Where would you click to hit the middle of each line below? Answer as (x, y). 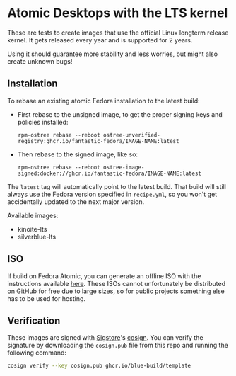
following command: (37, 353)
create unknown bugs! (40, 61)
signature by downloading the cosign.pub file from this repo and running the (118, 346)
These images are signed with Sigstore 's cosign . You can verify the (105, 338)
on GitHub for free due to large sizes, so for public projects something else (116, 291)
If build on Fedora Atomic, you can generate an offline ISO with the (104, 276)
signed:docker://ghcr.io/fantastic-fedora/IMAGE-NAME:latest (110, 173)
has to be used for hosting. (47, 298)
